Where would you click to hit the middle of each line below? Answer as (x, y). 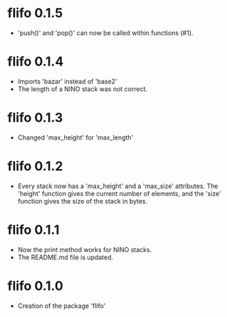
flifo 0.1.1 (33, 230)
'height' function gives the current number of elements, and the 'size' (120, 193)
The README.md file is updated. (65, 257)
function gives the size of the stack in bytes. (83, 201)
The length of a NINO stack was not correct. (83, 89)
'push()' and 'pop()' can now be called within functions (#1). (105, 33)
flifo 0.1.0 (36, 286)
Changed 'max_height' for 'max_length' (75, 137)
